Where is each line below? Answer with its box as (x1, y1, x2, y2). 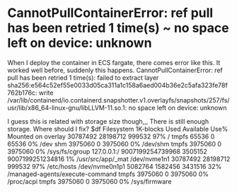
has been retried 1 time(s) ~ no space (7, 20, 229, 36)
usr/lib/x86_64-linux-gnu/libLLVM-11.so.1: (7, 103, 127, 112)
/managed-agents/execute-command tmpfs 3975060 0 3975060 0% (7, 170, 209, 178)
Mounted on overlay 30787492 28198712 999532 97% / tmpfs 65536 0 (7, 132, 215, 141)
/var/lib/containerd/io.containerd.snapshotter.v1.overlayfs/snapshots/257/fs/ (7, 95, 230, 104)
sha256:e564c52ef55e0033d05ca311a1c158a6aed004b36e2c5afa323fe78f (7, 81, 228, 89)
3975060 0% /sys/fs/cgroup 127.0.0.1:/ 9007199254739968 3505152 (7, 147, 207, 156)
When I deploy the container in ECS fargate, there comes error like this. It (7, 58, 221, 66)
